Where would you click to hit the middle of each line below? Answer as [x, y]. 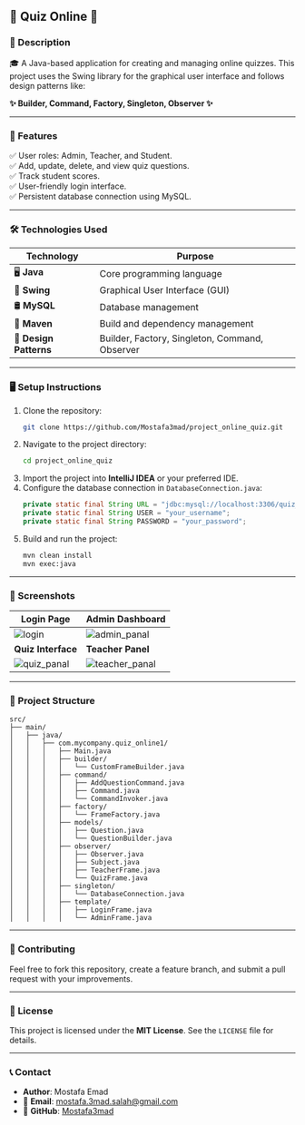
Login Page [46, 619]
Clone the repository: [62, 410]
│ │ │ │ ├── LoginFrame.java [81, 910]
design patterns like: [48, 85]
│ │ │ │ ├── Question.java [77, 831]
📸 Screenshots [42, 595]
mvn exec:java [49, 563]
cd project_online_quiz [68, 461]
